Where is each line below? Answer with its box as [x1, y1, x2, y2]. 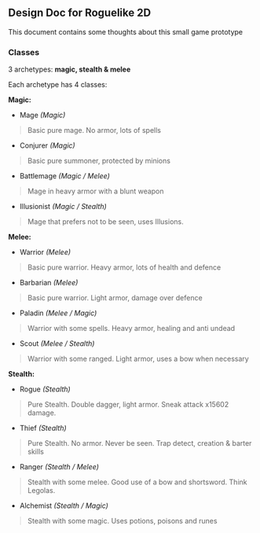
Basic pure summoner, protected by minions [27, 156, 171, 166]
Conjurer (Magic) [19, 141, 76, 150]
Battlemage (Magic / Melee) [19, 171, 110, 181]
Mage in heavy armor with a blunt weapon [27, 186, 164, 196]
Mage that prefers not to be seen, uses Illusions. [27, 217, 184, 226]
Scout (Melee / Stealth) [19, 339, 95, 348]
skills [27, 447, 45, 457]
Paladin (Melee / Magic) [19, 308, 97, 318]
